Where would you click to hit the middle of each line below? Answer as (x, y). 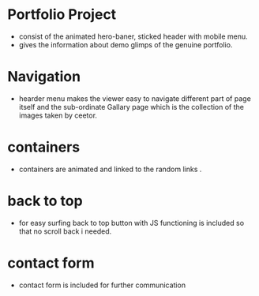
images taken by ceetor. (58, 115)
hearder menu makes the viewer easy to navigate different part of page (135, 98)
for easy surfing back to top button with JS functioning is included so (131, 223)
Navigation (44, 77)
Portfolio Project (62, 15)
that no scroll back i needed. (65, 231)
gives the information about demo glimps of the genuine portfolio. (126, 44)
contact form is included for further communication (102, 285)
